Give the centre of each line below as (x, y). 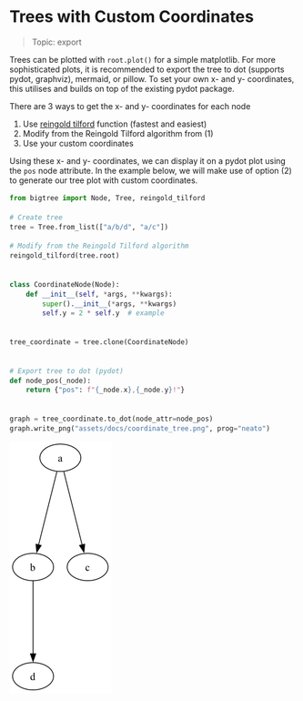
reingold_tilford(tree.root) (65, 256)
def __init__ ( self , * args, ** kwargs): (99, 294)
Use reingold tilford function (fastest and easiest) (115, 124)
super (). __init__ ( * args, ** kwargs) (110, 304)
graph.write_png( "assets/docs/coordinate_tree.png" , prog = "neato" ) (140, 428)
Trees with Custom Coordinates (132, 17)
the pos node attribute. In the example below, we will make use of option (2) (151, 170)
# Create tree (36, 217)
